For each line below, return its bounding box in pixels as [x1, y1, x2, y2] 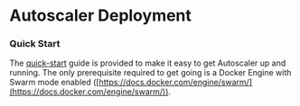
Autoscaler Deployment [9, 5, 192, 26]
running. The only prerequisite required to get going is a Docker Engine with [9, 67, 292, 78]
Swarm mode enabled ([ [9, 77, 99, 88]
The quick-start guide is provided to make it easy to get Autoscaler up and [9, 57, 286, 68]
